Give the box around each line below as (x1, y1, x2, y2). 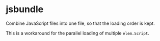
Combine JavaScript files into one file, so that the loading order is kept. (6, 20, 155, 26)
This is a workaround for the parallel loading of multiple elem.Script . (6, 30, 150, 36)
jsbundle (6, 4, 44, 15)
